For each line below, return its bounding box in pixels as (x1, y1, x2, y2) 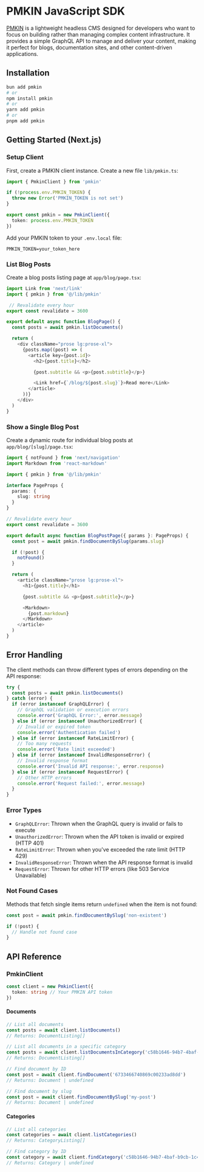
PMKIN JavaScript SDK (6, 4, 126, 18)
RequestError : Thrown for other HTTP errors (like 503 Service (15, 865, 170, 872)
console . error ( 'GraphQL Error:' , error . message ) (17, 713, 143, 719)
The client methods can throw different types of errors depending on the (6, 666, 188, 673)
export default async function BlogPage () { (6, 319, 121, 325)
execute (15, 826, 36, 834)
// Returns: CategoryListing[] (6, 1137, 86, 1144)
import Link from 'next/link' (6, 285, 83, 291)
